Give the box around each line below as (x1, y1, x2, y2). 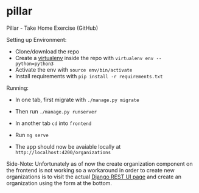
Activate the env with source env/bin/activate (15, 66, 133, 73)
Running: (6, 84, 29, 92)
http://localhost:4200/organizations (15, 149, 111, 155)
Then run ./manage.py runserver (15, 107, 97, 115)
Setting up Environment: (6, 36, 67, 43)
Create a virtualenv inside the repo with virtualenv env (15, 54, 154, 61)
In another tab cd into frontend (15, 120, 92, 127)
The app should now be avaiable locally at (15, 143, 121, 150)
